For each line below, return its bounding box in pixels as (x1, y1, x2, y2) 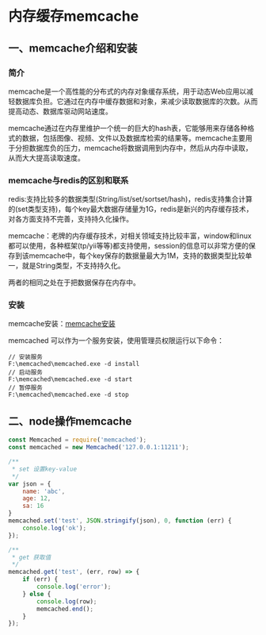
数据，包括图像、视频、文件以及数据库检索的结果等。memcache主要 (21, 133, 246, 143)
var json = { (8, 479, 51, 488)
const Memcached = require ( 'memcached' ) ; (8, 436, 147, 444)
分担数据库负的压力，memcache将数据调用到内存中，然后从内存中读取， (14, 143, 253, 152)
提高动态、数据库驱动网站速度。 (8, 106, 112, 116)
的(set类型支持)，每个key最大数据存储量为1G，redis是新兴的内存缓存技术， (8, 204, 253, 214)
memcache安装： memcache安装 (8, 319, 116, 329)
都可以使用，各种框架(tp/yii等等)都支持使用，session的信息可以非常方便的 (8, 241, 249, 251)
